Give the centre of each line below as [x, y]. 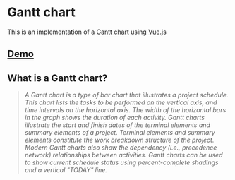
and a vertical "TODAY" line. [66, 170]
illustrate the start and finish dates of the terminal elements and [117, 125]
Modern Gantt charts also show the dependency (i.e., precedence [121, 148]
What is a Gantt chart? [58, 78]
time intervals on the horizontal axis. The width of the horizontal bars [125, 110]
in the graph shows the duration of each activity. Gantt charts [114, 118]
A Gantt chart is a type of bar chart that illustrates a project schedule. [126, 95]
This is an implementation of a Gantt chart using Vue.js [87, 32]
